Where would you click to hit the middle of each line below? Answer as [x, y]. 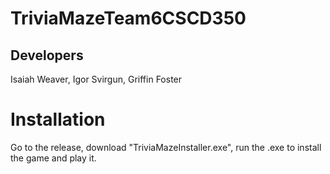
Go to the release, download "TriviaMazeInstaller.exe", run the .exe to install [166, 147]
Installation [58, 119]
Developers [47, 55]
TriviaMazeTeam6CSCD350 [128, 18]
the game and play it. [53, 158]
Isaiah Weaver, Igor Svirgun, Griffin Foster [96, 79]
